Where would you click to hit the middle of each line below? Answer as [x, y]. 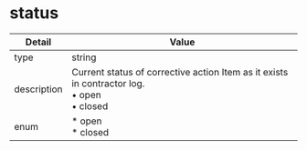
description [38, 89]
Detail [38, 42]
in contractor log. [108, 83]
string [84, 57]
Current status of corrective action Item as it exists [180, 72]
